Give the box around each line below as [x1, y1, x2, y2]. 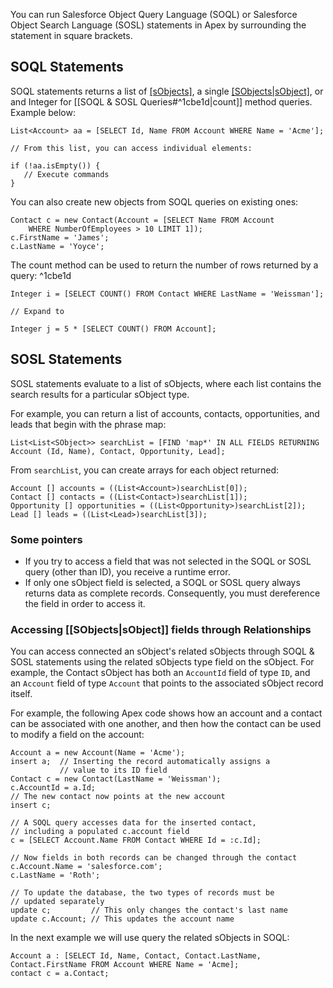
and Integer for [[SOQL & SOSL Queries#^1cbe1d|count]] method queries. [10, 95, 313, 108]
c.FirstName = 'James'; [10, 232, 110, 243]
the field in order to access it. [24, 597, 146, 609]
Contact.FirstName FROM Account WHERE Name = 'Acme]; [10, 960, 240, 970]
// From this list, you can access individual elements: [10, 143, 253, 153]
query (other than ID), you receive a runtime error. [24, 565, 231, 578]
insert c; [10, 800, 52, 811]
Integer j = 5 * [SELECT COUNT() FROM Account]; [10, 324, 217, 334]
